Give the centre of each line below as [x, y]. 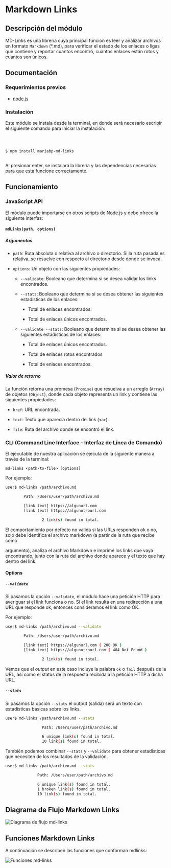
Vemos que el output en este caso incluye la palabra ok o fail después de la [86, 669]
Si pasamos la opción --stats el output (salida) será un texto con [74, 703]
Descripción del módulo [44, 28]
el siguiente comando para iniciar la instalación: [55, 128]
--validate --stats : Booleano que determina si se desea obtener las [93, 329]
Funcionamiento [32, 187]
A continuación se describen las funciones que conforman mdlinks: [76, 851]
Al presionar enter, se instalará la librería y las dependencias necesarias [81, 165]
